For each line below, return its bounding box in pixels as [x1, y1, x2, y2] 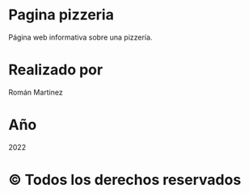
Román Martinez [8, 87, 63, 97]
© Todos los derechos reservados [8, 171, 242, 189]
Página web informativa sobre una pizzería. [8, 32, 153, 42]
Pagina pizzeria [8, 6, 115, 24]
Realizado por [8, 61, 103, 79]
